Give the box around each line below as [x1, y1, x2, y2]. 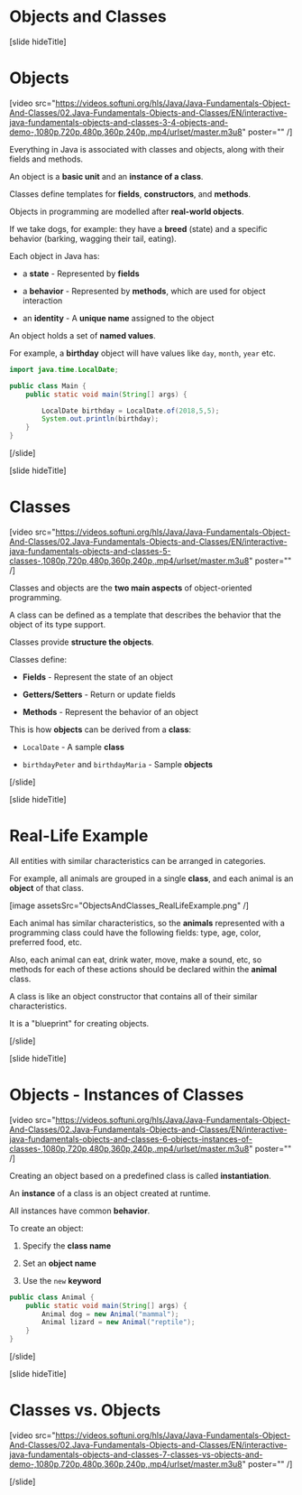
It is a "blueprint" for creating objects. [9, 1017, 150, 1028]
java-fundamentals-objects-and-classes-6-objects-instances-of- [9, 1133, 253, 1144]
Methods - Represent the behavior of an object [22, 706, 198, 717]
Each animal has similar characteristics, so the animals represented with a [9, 917, 286, 928]
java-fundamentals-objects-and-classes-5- [9, 545, 171, 556]
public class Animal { [9, 1293, 95, 1302]
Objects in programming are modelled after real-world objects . [9, 206, 245, 217]
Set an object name [22, 1258, 96, 1268]
